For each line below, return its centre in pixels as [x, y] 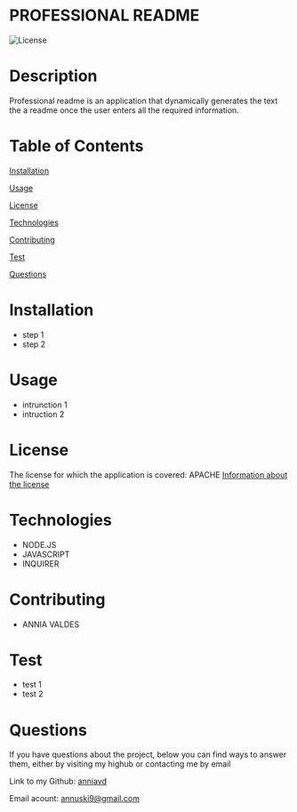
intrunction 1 [45, 405]
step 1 [33, 334]
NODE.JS [39, 544]
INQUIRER [40, 563]
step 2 [34, 344]
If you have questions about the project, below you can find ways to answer [148, 755]
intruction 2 [43, 414]
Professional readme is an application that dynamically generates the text [144, 100]
